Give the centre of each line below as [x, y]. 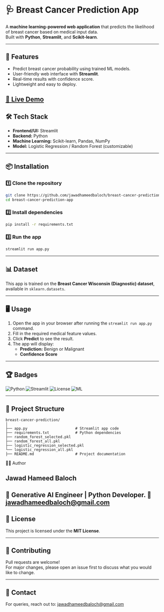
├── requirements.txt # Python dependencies [63, 432]
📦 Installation [27, 167]
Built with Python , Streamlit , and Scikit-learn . [52, 37]
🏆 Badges [22, 375]
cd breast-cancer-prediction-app [39, 200]
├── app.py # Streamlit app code [62, 428]
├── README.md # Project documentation [65, 454]
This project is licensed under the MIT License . [53, 531]
